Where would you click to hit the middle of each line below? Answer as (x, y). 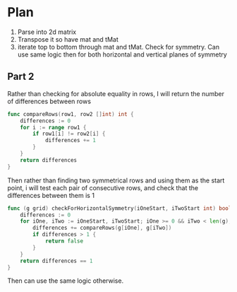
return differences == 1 (56, 261)
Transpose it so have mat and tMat (68, 39)
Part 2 (21, 77)
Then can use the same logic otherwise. (66, 281)
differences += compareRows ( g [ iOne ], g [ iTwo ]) (102, 228)
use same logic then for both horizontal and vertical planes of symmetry (122, 54)
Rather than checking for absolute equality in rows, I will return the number (116, 93)
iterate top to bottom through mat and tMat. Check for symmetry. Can (119, 47)
